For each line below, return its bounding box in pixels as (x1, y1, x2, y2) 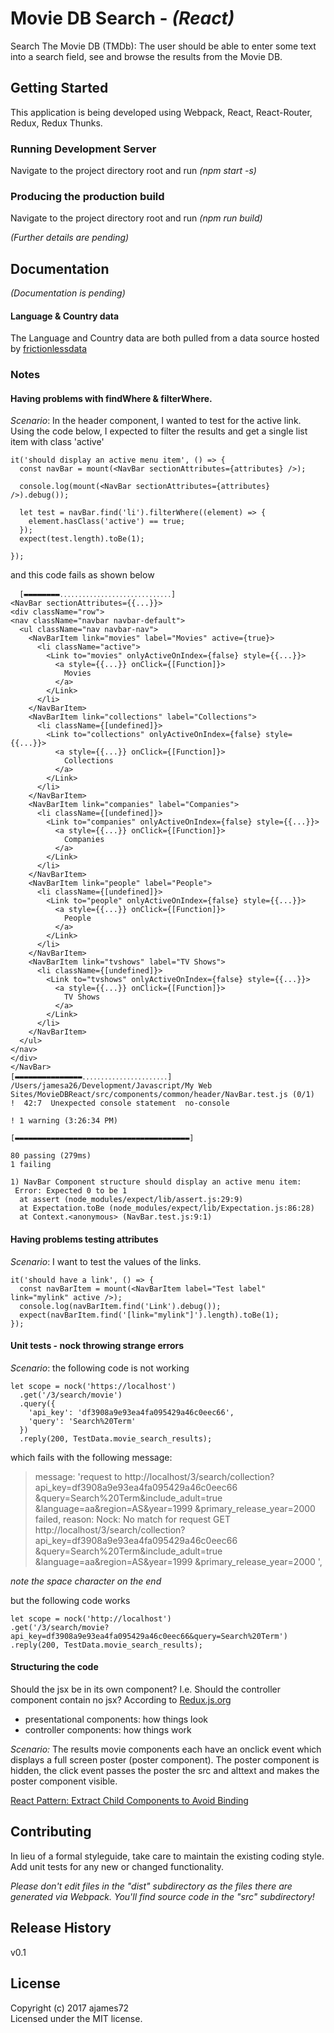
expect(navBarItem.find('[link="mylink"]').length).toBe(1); (19, 1310, 280, 1320)
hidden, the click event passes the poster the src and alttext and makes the (10, 1765, 320, 1777)
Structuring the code (10, 1661, 99, 1673)
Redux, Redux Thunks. (10, 117, 103, 129)
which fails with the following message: (10, 1451, 173, 1463)
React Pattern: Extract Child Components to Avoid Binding (10, 1795, 249, 1807)
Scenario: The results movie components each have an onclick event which (10, 1743, 322, 1756)
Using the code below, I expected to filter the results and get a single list (10, 425, 308, 437)
